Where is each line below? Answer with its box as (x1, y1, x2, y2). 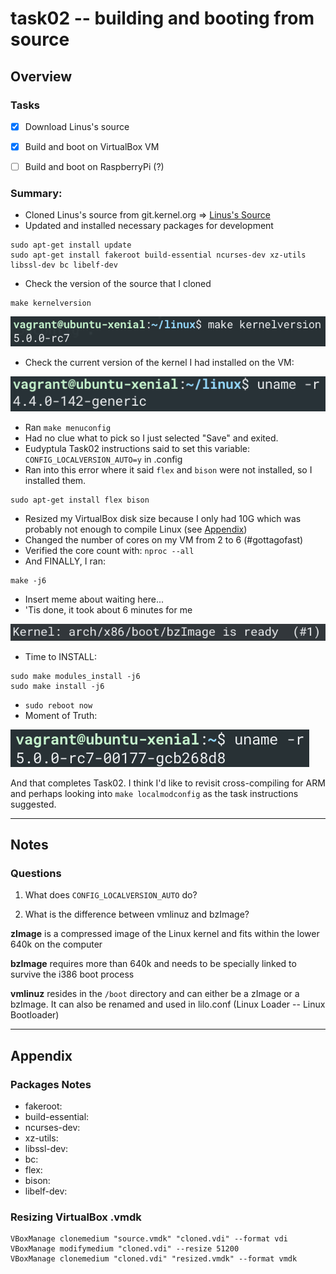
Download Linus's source (24, 120, 130, 132)
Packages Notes (10, 1077, 92, 1091)
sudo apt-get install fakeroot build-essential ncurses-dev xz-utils (10, 250, 307, 261)
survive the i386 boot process (10, 968, 135, 981)
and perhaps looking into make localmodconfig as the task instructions (10, 787, 299, 799)
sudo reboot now (24, 700, 93, 711)
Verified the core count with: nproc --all (24, 544, 195, 556)
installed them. (24, 474, 87, 486)
